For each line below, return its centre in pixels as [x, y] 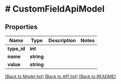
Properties [21, 27]
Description [62, 41]
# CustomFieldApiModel [55, 9]
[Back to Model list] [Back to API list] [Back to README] [60, 76]
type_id [16, 49]
